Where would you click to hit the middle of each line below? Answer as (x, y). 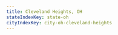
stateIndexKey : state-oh (38, 17)
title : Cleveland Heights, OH (44, 12)
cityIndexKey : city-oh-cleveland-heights (59, 23)
